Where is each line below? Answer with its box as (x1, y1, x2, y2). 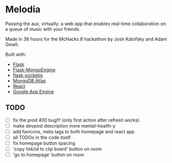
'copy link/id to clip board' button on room (12, 146, 102, 152)
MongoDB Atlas (12, 77, 46, 84)
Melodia (5, 4, 41, 15)
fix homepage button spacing (12, 140, 75, 146)
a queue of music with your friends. (5, 26, 81, 32)
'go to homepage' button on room (12, 152, 84, 158)
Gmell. (5, 41, 19, 47)
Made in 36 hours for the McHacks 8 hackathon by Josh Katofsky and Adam (5, 36, 167, 42)
